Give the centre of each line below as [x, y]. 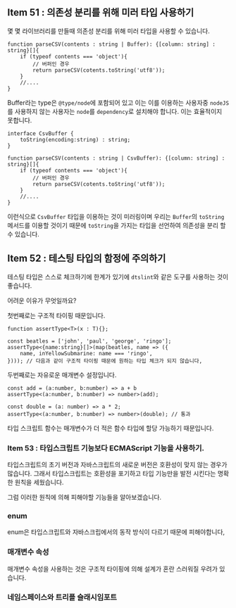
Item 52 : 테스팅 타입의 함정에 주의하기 [87, 259]
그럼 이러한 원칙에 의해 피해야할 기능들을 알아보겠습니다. [85, 497]
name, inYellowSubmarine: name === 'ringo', [86, 353]
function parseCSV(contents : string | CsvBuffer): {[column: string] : [116, 158]
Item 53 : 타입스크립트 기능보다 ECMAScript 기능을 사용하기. [106, 448]
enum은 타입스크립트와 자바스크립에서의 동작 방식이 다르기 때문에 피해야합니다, [116, 532]
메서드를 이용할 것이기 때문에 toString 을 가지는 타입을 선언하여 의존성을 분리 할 [117, 225]
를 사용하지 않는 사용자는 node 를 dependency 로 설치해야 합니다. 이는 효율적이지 [115, 111]
